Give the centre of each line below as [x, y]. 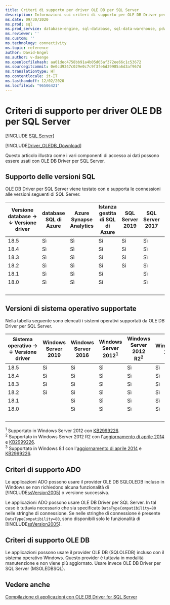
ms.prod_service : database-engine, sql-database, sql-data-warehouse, [81, 29]
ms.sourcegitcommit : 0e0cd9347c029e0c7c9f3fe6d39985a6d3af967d [73, 67]
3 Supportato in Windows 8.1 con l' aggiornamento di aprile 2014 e [74, 448]
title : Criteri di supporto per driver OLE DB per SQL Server [72, 10]
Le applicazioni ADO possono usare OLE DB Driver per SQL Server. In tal [81, 503]
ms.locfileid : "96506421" [32, 85]
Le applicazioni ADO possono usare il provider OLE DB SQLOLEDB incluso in [85, 482]
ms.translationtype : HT [30, 72]
